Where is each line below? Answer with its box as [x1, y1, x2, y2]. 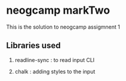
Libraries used [6, 40, 61, 51]
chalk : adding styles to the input [14, 68, 96, 75]
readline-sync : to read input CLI [14, 56, 95, 63]
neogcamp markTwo [6, 4, 110, 17]
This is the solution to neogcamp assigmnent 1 [6, 23, 121, 30]
